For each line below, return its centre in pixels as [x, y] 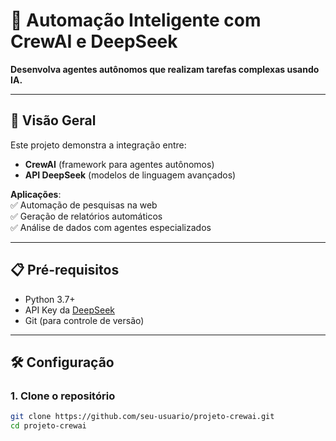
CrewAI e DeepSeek [94, 41]
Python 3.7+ [50, 299]
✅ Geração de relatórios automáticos [86, 216]
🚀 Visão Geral [53, 120]
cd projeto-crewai [48, 426]
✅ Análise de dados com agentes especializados [111, 227]
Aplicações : [36, 194]
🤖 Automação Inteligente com [136, 20]
